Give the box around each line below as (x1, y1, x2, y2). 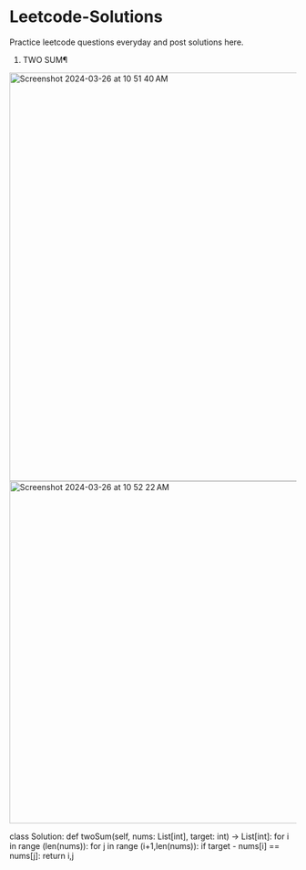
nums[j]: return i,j (9, 850, 75, 861)
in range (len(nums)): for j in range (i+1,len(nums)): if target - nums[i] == (9, 840, 280, 851)
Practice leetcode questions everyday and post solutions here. (9, 37, 244, 47)
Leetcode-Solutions (9, 6, 163, 27)
